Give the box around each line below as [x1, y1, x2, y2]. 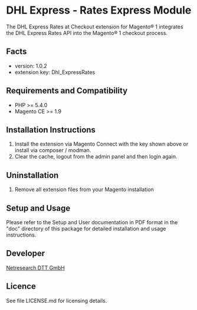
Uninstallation [6, 170, 59, 180]
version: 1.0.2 [14, 62, 47, 69]
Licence [6, 282, 37, 292]
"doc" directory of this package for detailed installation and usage [6, 225, 166, 232]
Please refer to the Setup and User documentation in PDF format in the [6, 219, 178, 225]
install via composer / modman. [14, 147, 91, 154]
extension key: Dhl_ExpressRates [14, 69, 96, 76]
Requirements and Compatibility [6, 86, 128, 96]
